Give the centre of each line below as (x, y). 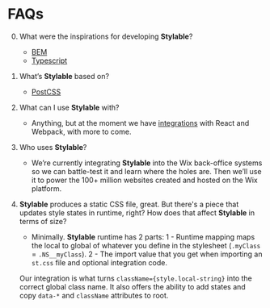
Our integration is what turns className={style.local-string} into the (135, 278)
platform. (46, 188)
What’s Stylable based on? (64, 76)
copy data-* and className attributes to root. (94, 295)
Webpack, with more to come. (81, 131)
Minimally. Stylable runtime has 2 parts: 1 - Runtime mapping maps (143, 237)
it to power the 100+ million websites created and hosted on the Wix (144, 180)
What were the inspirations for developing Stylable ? (106, 36)
